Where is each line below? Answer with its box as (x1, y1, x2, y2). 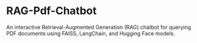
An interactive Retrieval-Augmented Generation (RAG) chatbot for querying (6, 24, 192, 31)
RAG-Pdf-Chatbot (6, 4, 97, 18)
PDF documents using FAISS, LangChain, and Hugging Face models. (6, 29, 175, 37)
